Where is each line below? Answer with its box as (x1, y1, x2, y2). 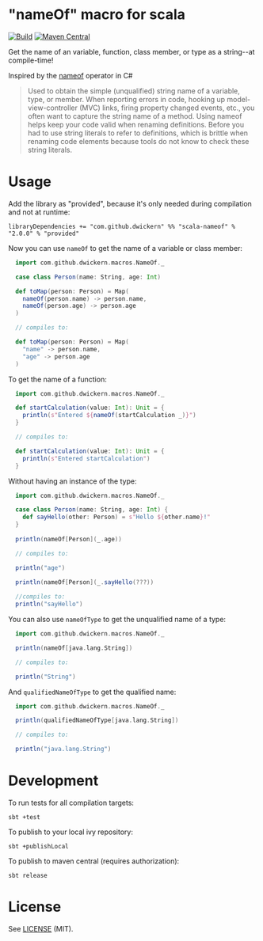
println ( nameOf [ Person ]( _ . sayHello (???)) (15, 578, 154, 586)
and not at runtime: (8, 207, 71, 217)
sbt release (8, 871, 48, 879)
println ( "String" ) (15, 673, 77, 681)
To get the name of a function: (8, 374, 107, 384)
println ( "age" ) (15, 563, 66, 571)
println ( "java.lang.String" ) (15, 746, 112, 753)
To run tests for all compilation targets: (8, 798, 135, 807)
